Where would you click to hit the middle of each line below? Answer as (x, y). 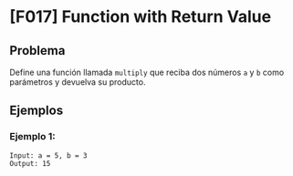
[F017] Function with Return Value (141, 17)
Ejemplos (37, 111)
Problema (37, 51)
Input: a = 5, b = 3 (49, 155)
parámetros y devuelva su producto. (78, 82)
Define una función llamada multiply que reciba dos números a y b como (147, 72)
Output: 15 (30, 163)
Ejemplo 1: (33, 137)
